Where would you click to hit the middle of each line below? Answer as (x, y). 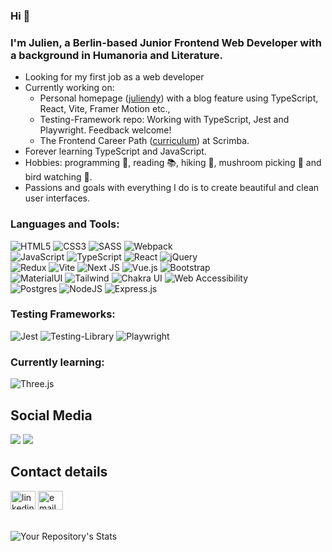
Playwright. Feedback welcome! (105, 130)
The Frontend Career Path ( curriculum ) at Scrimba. (144, 141)
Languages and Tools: (65, 224)
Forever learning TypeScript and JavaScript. (115, 151)
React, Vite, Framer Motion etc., (105, 109)
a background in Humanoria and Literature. (117, 55)
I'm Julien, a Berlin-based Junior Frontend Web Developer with (166, 42)
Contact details (59, 472)
